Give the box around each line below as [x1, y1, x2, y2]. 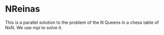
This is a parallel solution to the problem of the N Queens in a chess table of [5, 19, 159, 25]
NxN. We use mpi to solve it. [5, 24, 63, 30]
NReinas [5, 3, 40, 15]
